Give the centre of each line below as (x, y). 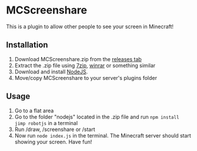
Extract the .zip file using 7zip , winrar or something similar (85, 65)
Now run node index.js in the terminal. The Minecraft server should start (103, 135)
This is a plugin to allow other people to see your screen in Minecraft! (90, 26)
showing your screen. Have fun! (53, 142)
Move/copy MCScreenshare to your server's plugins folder (86, 78)
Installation (27, 45)
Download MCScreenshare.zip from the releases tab (78, 59)
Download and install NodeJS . (51, 72)
